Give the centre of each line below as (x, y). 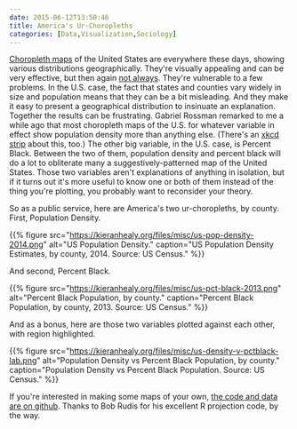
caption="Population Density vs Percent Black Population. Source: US (137, 370)
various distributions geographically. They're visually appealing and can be (147, 68)
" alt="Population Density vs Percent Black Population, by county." (158, 361)
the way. (25, 416)
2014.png (27, 244)
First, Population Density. (55, 218)
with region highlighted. (52, 334)
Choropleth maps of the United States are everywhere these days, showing (147, 60)
